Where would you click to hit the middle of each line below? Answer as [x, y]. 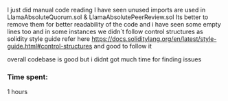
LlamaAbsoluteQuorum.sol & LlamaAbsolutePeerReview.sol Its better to [108, 17]
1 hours [18, 92]
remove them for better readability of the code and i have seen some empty [114, 24]
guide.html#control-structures [50, 46]
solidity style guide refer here [49, 39]
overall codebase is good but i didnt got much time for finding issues [104, 59]
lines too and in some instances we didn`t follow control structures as [105, 31]
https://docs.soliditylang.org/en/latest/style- [154, 39]
